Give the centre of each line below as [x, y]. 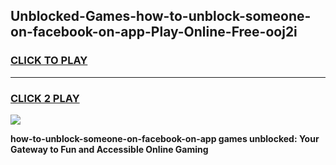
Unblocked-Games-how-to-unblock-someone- [161, 16]
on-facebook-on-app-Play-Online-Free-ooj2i [154, 32]
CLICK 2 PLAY [45, 98]
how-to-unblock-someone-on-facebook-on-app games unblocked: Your [165, 138]
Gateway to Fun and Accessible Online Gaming [109, 149]
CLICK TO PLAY [49, 61]
